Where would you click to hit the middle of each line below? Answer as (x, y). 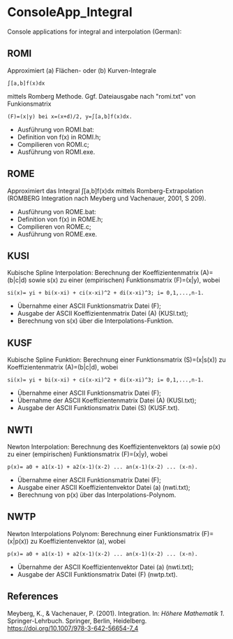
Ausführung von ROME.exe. (57, 234)
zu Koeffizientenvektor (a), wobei (78, 541)
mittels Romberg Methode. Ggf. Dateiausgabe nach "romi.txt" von (102, 96)
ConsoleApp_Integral (70, 12)
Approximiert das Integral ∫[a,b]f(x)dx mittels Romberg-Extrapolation (105, 190)
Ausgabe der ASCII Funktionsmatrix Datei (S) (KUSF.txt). (98, 408)
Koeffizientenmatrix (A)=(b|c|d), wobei (63, 367)
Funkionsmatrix (29, 104)
